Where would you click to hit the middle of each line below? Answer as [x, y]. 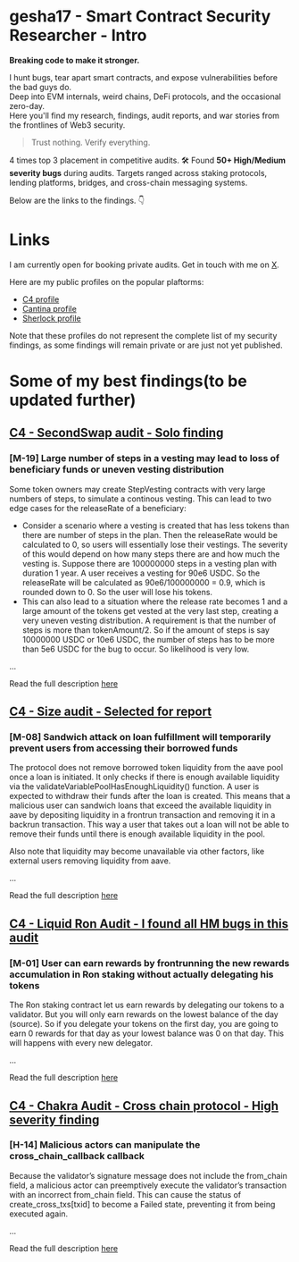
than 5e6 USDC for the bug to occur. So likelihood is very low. [136, 649]
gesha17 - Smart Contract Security [140, 17]
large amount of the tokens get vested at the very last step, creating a [150, 610]
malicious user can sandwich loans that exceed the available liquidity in [141, 805]
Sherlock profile [52, 318]
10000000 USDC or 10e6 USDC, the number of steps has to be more [148, 639]
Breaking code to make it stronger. [75, 60]
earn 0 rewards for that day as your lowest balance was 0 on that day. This [146, 1033]
